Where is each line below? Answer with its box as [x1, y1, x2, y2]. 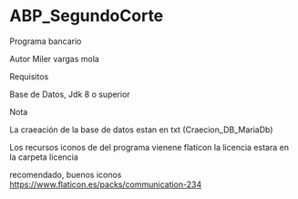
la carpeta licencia [9, 152, 79, 162]
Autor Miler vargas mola [9, 53, 100, 64]
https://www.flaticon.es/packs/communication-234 [9, 179, 202, 190]
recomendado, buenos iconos [9, 169, 122, 180]
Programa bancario [9, 36, 82, 47]
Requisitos [9, 70, 49, 82]
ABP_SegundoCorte [9, 5, 164, 26]
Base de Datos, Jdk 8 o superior [9, 89, 130, 99]
